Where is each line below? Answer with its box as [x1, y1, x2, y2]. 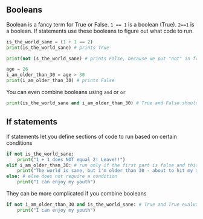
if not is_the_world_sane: [6, 151, 74, 157]
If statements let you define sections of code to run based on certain [6, 133, 177, 140]
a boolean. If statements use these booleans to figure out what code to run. [6, 27, 194, 34]
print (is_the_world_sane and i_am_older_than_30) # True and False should [6, 100, 199, 106]
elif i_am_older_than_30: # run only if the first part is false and [6, 162, 185, 168]
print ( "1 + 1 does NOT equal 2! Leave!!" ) [17, 156, 126, 162]
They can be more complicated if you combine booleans [6, 190, 147, 197]
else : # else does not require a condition [6, 173, 118, 180]
